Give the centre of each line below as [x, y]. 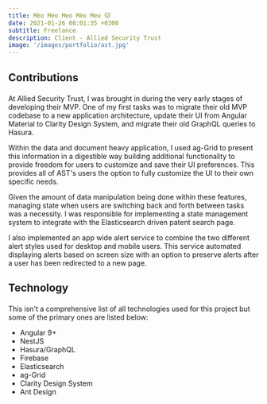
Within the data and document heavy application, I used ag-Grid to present [131, 147]
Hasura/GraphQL [47, 349]
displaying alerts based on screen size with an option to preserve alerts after [133, 254]
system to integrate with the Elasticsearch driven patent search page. [122, 222]
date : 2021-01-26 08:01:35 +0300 [64, 23]
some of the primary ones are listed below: [78, 317]
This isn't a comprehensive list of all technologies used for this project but [129, 309]
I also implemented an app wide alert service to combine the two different [129, 237]
